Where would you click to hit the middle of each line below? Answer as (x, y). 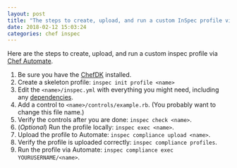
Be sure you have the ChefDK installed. (74, 75)
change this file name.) (51, 112)
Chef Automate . (30, 61)
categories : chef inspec (44, 34)
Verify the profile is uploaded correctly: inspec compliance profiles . (117, 143)
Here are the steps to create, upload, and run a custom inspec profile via (113, 54)
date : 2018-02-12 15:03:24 (47, 27)
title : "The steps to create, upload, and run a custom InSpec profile (115, 20)
